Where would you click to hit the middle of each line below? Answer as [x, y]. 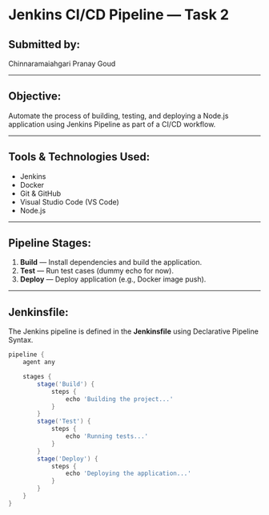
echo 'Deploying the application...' [128, 474]
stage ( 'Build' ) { [66, 384]
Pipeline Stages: [50, 243]
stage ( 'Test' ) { [64, 422]
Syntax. [21, 340]
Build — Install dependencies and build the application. [111, 262]
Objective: [35, 97]
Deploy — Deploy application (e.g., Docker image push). [113, 279]
